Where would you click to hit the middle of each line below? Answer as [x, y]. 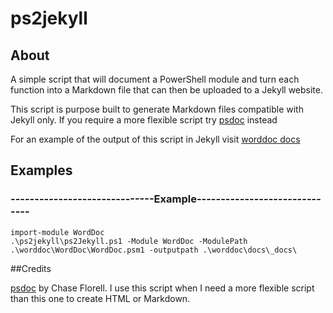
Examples [41, 170]
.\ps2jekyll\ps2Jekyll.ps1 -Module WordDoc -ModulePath [129, 241]
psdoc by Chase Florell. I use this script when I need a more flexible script [162, 288]
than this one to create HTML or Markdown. [100, 298]
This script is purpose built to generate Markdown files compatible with [157, 109]
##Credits [31, 268]
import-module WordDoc [57, 232]
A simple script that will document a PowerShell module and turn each [155, 79]
